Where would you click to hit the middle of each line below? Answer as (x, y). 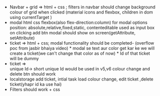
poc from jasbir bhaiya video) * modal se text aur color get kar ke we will (82, 48)
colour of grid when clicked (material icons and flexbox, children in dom (81, 12)
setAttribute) (22, 38)
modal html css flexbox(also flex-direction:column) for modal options (79, 22)
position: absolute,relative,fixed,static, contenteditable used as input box (82, 28)
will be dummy (24, 58)
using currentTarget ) (31, 17)
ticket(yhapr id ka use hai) (36, 84)
